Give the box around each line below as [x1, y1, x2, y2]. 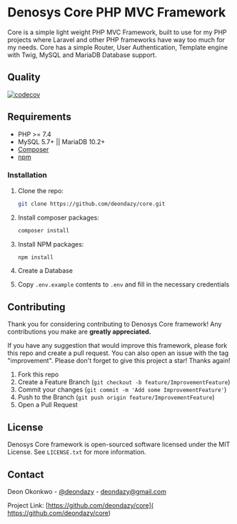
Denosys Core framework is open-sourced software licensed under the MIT [7, 440, 231, 449]
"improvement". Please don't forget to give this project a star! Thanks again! [7, 356, 231, 365]
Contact [7, 468, 44, 481]
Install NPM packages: [17, 240, 84, 248]
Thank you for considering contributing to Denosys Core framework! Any [7, 320, 222, 329]
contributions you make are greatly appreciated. [7, 327, 151, 336]
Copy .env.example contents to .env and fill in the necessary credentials [17, 280, 230, 289]
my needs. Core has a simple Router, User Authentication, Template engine [7, 43, 228, 51]
